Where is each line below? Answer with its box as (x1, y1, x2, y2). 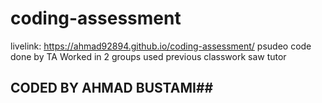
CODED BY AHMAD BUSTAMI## (10, 80, 214, 97)
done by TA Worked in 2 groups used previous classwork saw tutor (10, 50, 287, 62)
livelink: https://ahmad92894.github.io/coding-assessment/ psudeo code (10, 40, 312, 52)
